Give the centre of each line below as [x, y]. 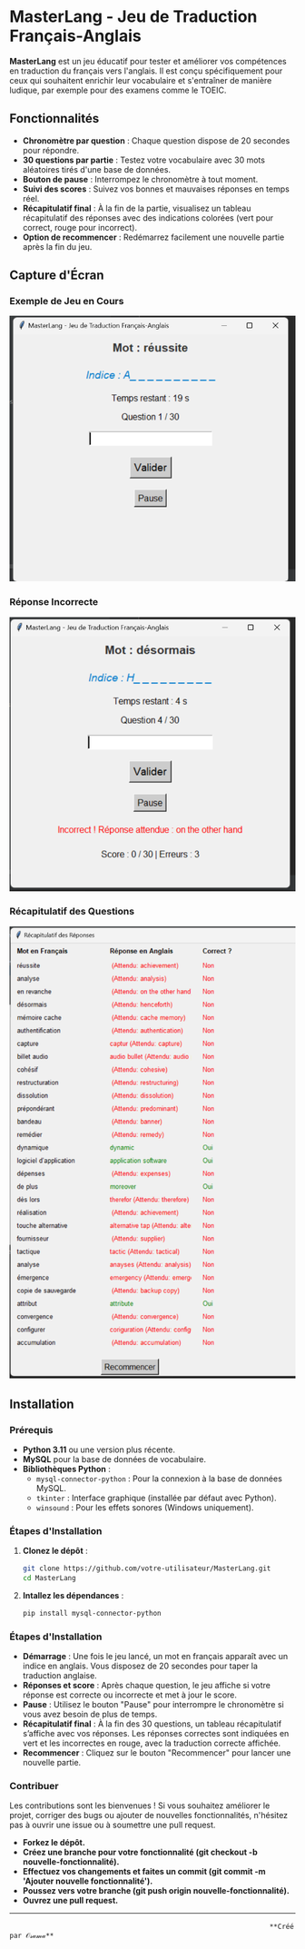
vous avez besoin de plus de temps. [90, 1715]
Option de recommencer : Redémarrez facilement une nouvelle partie [153, 237]
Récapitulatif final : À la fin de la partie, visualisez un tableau [137, 208]
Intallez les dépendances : [73, 1596]
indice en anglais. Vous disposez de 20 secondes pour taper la [140, 1666]
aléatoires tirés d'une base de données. [96, 169]
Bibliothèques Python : [67, 1469]
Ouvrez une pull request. [70, 1901]
